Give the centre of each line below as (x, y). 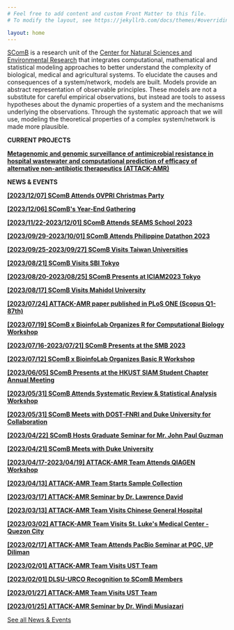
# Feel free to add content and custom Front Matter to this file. (107, 14)
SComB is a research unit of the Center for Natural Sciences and (100, 52)
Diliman (18, 553)
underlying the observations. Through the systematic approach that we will (115, 112)
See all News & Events (39, 620)
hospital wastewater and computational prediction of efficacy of (102, 161)
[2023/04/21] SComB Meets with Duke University (80, 449)
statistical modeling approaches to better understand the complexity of (109, 68)
